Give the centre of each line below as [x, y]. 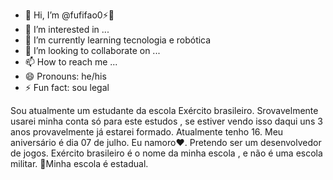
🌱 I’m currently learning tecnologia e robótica [118, 40]
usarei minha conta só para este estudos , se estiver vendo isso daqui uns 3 [166, 121]
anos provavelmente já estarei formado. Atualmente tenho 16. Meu [147, 132]
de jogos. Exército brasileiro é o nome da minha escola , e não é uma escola [166, 153]
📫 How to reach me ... [71, 62]
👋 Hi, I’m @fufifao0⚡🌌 [69, 15]
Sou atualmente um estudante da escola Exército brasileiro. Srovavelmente [164, 110]
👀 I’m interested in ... [67, 29]
